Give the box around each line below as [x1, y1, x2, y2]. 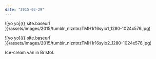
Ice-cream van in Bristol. [5, 49, 55, 55]
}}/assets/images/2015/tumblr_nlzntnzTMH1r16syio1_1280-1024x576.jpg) [5, 25, 151, 31]
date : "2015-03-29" [5, 7, 45, 12]
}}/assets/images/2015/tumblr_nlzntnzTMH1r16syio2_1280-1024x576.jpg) [5, 40, 152, 46]
